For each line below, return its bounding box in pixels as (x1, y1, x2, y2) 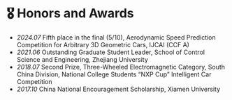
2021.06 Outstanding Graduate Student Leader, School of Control (16, 48, 205, 56)
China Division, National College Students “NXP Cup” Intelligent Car (16, 70, 212, 78)
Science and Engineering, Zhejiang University (16, 55, 148, 63)
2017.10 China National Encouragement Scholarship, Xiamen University (16, 85, 221, 93)
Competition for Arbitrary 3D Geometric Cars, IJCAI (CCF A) (16, 40, 190, 49)
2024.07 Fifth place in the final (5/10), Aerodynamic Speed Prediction (16, 33, 216, 42)
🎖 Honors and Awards (6, 6, 134, 22)
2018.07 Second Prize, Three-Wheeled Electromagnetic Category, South (16, 62, 225, 71)
